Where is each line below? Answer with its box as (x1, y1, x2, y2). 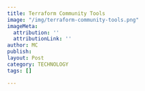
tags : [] (7, 67, 32, 74)
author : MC (7, 42, 38, 49)
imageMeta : (7, 23, 38, 29)
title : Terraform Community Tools (7, 10, 106, 17)
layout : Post (7, 55, 44, 62)
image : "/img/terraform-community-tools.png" (7, 16, 139, 23)
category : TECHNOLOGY (7, 61, 69, 68)
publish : (7, 49, 32, 55)
